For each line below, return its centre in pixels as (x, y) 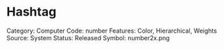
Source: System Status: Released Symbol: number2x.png (88, 37)
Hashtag (32, 12)
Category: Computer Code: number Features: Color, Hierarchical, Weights (112, 31)
